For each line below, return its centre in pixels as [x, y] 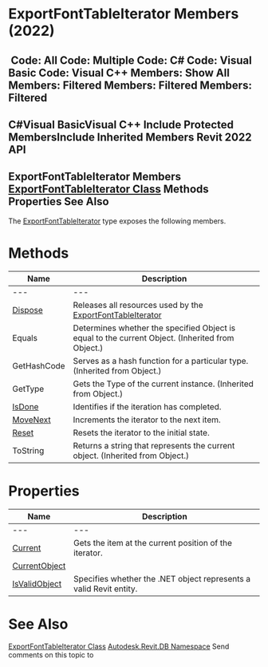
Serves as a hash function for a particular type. [161, 361]
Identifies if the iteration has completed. [147, 406]
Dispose [28, 310]
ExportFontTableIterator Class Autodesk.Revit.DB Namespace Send [119, 646]
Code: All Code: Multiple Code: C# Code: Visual [132, 60]
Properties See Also [59, 201]
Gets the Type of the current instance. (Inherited [163, 384]
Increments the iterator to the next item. [147, 420]
